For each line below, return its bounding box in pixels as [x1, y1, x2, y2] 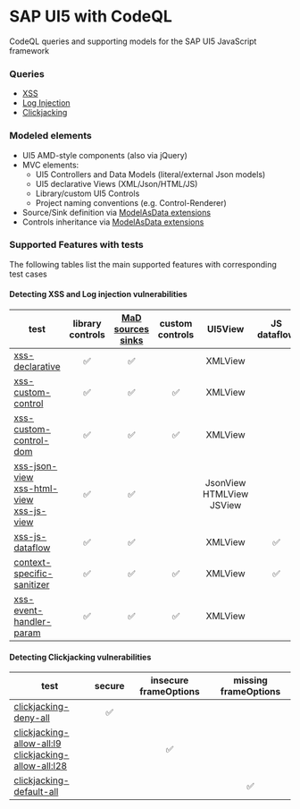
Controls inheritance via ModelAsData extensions [21, 217, 204, 227]
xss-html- [13, 482, 58, 495]
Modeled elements [9, 130, 92, 142]
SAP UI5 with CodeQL [9, 6, 172, 27]
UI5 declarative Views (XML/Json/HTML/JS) [35, 178, 198, 189]
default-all [13, 786, 59, 798]
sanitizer [13, 579, 50, 592]
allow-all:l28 [13, 760, 68, 772]
